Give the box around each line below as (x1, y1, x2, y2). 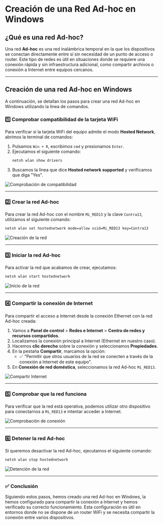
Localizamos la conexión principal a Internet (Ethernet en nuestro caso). (12, 337, 156, 344)
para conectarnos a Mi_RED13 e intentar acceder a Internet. (5, 408, 122, 414)
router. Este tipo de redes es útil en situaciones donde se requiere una (5, 56, 145, 62)
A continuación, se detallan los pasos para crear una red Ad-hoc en (5, 98, 140, 104)
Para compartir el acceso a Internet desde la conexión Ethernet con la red (5, 313, 153, 319)
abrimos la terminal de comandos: (5, 134, 73, 140)
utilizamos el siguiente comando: (5, 217, 71, 223)
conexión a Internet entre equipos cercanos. (5, 67, 94, 73)
